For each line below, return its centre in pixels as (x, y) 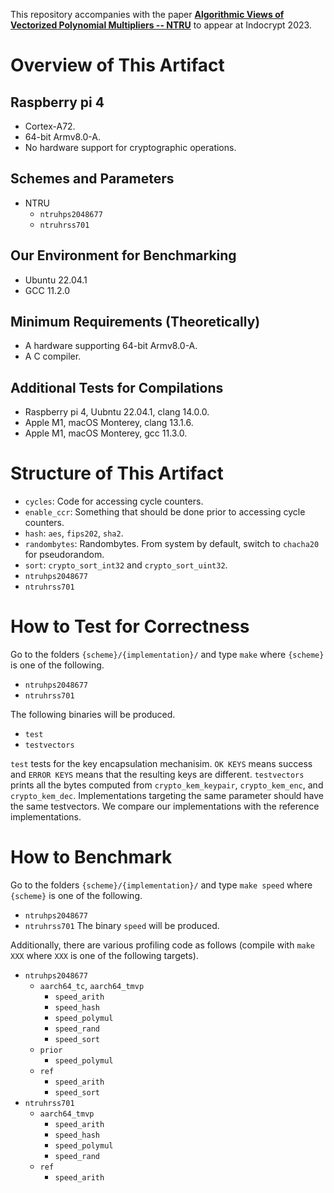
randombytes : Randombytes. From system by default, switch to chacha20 (172, 544)
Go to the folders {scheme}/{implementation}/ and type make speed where (161, 885)
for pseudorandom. (64, 555)
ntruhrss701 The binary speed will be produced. (122, 926)
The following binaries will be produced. (93, 715)
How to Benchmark (91, 857)
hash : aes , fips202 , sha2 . (74, 533)
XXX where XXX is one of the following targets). (104, 956)
